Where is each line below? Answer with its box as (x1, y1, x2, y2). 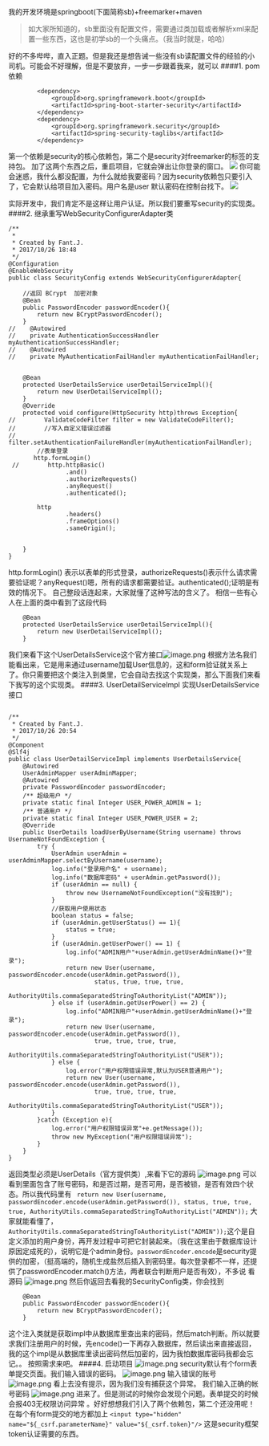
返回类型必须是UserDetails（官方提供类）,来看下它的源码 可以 (8, 1169, 258, 1179)
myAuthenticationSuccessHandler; (8, 339, 120, 347)
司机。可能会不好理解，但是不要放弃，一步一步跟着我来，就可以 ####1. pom (8, 61, 260, 71)
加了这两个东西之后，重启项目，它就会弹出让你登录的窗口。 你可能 (30, 161, 261, 171)
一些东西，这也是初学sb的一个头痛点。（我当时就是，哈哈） (34, 35, 230, 43)
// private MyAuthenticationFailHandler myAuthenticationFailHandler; (8, 352, 260, 360)
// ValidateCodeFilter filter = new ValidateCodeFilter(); (8, 416, 235, 424)
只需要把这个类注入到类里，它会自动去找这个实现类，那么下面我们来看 (29, 670, 261, 679)
